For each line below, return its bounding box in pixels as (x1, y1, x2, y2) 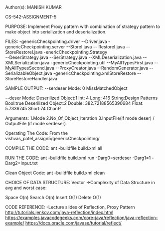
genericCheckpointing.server (5, 44, 65, 49)
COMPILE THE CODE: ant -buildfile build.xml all (5, 145, 103, 151)
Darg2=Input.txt (5, 160, 38, 166)
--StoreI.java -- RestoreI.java (66, 44, 125, 49)
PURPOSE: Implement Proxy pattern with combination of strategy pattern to (5, 23, 161, 29)
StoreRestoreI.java (5, 49, 43, 55)
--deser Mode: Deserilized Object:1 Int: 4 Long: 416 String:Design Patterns (5, 95, 158, 101)
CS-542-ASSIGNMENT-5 (5, 14, 57, 19)
